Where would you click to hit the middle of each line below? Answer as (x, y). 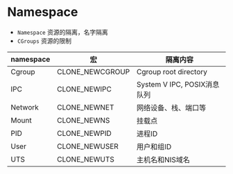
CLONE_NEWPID (84, 133)
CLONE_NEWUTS (85, 159)
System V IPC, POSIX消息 (178, 84)
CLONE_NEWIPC (84, 89)
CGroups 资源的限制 (44, 41)
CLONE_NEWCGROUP (93, 71)
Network (25, 107)
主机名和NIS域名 (163, 159)
